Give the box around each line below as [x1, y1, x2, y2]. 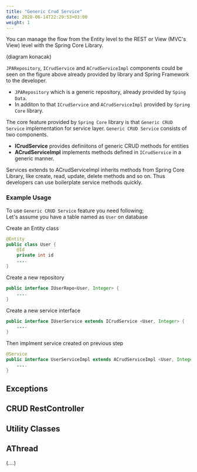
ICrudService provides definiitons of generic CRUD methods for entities [14, 142, 189, 150]
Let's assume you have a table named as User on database [6, 213, 148, 220]
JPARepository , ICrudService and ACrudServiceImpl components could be [6, 65, 183, 72]
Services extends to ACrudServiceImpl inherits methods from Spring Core [6, 166, 185, 173]
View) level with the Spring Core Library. [6, 42, 104, 49]
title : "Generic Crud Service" [6, 8, 83, 15]
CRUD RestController [6, 404, 84, 414]
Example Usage [6, 193, 52, 202]
